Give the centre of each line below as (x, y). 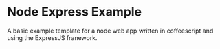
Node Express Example (75, 12)
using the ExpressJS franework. (52, 37)
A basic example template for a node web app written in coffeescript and (110, 31)
